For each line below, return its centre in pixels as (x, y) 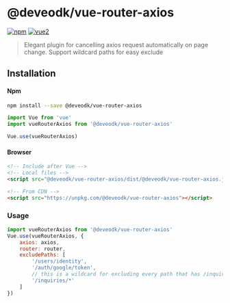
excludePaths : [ (43, 255)
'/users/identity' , (60, 261)
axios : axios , (39, 242)
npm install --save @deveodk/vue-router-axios (75, 105)
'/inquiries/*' (53, 280)
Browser (20, 152)
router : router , (43, 249)
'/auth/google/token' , (64, 268)
